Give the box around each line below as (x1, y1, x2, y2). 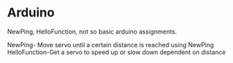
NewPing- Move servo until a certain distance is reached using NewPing (7, 40, 214, 49)
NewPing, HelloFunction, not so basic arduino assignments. (7, 27, 178, 36)
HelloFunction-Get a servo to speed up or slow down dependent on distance (7, 48, 226, 56)
